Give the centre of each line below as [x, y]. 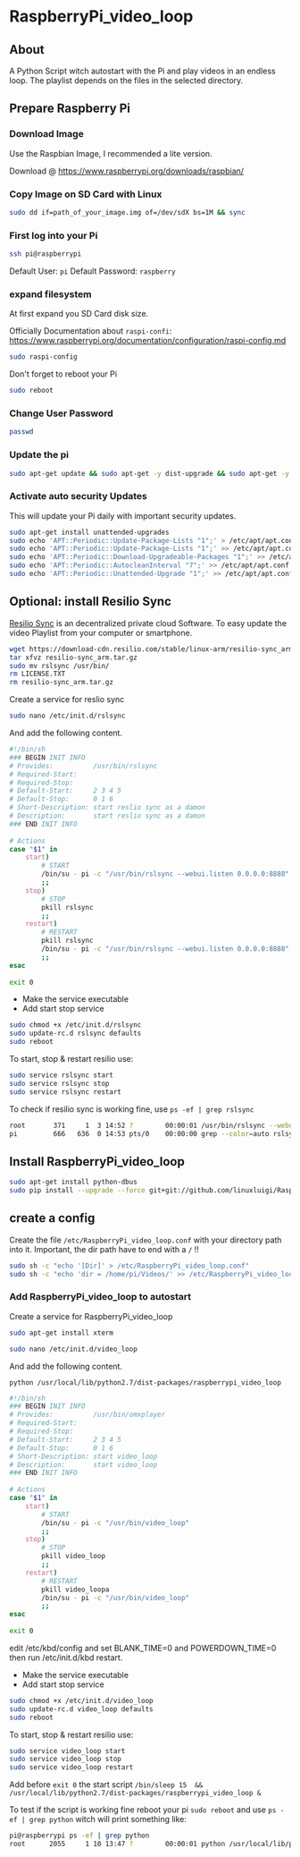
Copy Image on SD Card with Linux [86, 194]
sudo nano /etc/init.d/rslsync [67, 716]
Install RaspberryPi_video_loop [97, 1162]
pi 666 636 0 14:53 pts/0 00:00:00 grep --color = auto [139, 1133]
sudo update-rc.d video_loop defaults [81, 1709]
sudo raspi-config [43, 357]
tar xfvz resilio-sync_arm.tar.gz [74, 657]
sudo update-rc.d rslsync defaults [75, 1034]
